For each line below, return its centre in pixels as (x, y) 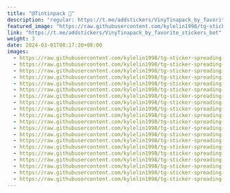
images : (18, 52)
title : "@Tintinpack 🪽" (41, 13)
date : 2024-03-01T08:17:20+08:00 (55, 45)
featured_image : (30, 26)
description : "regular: (41, 20)
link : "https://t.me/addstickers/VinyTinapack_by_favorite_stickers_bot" (115, 33)
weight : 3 (21, 39)
